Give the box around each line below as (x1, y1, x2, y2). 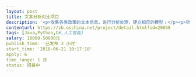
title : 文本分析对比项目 (6, 14, 60, 20)
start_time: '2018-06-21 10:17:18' (6, 46, 93, 52)
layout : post (6, 8, 38, 14)
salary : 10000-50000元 (6, 35, 60, 41)
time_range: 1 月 (6, 57, 48, 63)
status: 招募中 (6, 62, 40, 68)
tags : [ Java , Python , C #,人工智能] (6, 30, 84, 36)
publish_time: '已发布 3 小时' (6, 41, 78, 47)
